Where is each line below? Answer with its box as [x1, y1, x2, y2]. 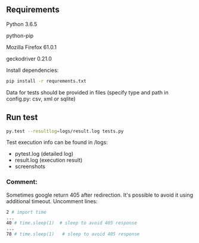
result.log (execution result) [14, 157, 83, 164]
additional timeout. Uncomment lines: [6, 197, 98, 204]
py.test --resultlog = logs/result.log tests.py [6, 128, 124, 134]
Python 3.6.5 [6, 20, 38, 27]
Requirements [6, 5, 60, 15]
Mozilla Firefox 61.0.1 [6, 43, 57, 51]
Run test [6, 112, 38, 122]
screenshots [14, 163, 46, 170]
